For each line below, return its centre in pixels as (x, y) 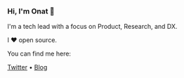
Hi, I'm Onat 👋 (31, 11)
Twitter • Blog (27, 67)
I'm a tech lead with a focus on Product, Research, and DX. (92, 27)
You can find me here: (39, 54)
